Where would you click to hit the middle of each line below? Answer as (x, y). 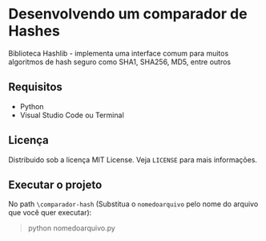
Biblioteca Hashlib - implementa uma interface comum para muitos (119, 53)
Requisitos (35, 87)
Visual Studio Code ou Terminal (72, 115)
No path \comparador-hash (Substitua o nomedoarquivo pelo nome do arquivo (133, 204)
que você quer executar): (50, 213)
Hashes (34, 31)
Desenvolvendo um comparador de (128, 14)
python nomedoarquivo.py (72, 228)
